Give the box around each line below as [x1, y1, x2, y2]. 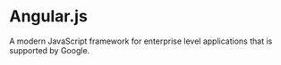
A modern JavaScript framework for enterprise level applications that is [9, 36, 273, 46]
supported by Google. [9, 45, 90, 55]
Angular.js [9, 6, 88, 27]
